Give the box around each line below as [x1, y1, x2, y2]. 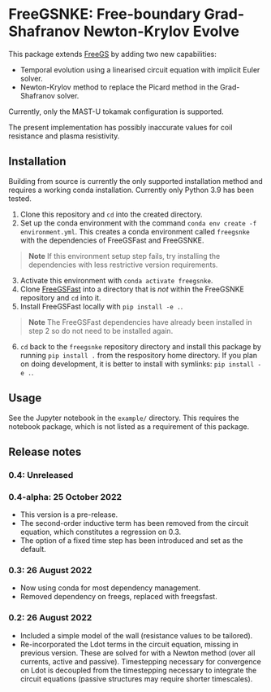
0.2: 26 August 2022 [8, 612, 92, 624]
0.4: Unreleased [8, 469, 74, 480]
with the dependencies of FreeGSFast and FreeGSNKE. [19, 235, 204, 245]
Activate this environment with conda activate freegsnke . [19, 275, 213, 285]
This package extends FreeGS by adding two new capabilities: [8, 49, 217, 59]
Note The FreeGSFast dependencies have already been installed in [28, 317, 253, 326]
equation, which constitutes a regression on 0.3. [19, 527, 182, 537]
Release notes [8, 445, 82, 458]
